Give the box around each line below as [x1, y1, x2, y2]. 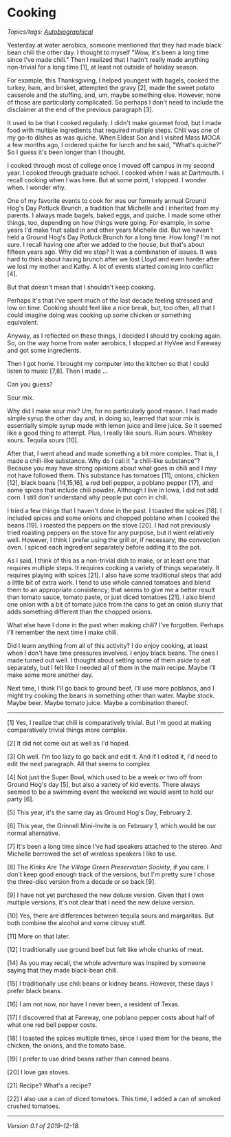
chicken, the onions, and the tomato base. [7, 1041, 126, 1050]
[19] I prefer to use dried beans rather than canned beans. [7, 1054, 171, 1063]
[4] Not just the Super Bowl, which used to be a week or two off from [7, 772, 203, 781]
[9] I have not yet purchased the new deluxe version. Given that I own [7, 891, 204, 899]
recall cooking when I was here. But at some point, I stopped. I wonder [7, 175, 207, 184]
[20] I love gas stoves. [7, 1068, 70, 1076]
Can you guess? [7, 380, 53, 388]
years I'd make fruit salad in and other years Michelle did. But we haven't [7, 226, 213, 234]
